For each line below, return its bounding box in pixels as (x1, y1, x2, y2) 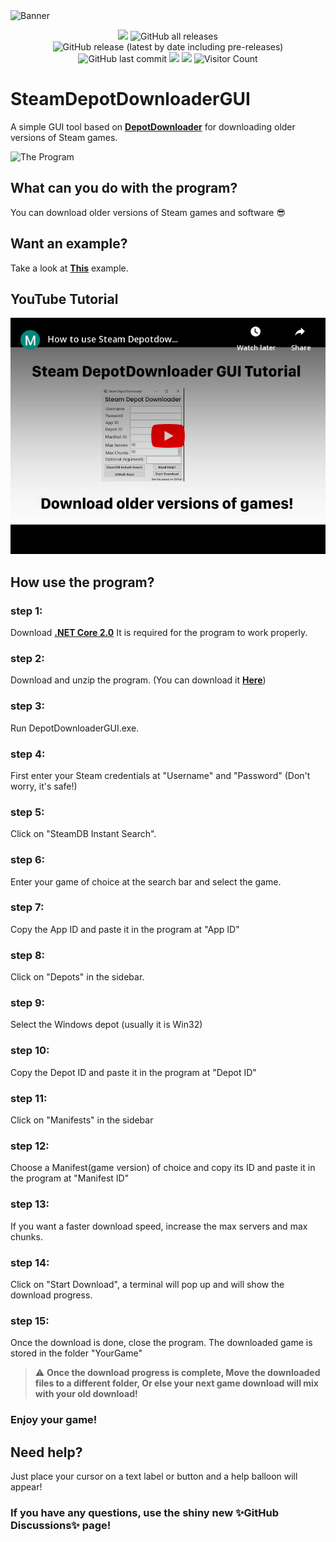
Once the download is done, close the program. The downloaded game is (10, 1337, 313, 1349)
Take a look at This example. (10, 262, 129, 274)
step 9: (10, 996, 46, 1010)
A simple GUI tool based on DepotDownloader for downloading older (10, 120, 296, 133)
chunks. (10, 1230, 43, 1243)
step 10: (10, 1044, 50, 1058)
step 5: (10, 805, 45, 819)
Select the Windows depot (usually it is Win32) (10, 1019, 203, 1031)
